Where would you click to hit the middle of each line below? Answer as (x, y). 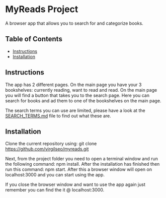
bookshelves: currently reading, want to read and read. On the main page (81, 90)
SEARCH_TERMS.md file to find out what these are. (58, 116)
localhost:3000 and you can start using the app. (55, 175)
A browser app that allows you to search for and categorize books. (74, 23)
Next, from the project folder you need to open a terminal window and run (82, 159)
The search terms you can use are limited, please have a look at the (75, 110)
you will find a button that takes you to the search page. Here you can (77, 95)
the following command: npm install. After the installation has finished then (82, 164)
